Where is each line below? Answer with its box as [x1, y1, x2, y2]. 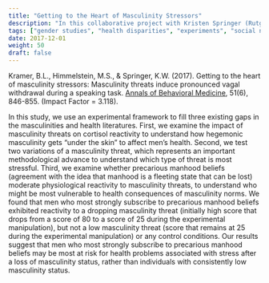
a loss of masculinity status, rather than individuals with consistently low [8, 257, 247, 266]
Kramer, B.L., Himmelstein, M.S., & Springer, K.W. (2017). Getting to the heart [8, 71, 261, 80]
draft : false [8, 49, 52, 57]
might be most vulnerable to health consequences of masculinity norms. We [8, 189, 260, 198]
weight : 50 [8, 42, 45, 50]
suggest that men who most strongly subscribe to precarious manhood [8, 240, 243, 249]
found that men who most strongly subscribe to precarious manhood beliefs [8, 197, 259, 207]
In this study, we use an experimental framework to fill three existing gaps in [8, 112, 259, 121]
